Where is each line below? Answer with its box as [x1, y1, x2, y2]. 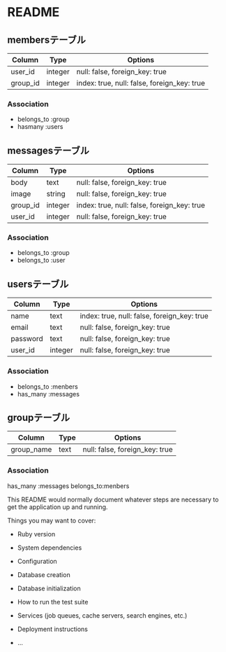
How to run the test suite [17, 597, 89, 606]
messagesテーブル [7, 144, 89, 156]
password [10, 334, 43, 344]
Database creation [17, 570, 71, 578]
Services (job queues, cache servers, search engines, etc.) [17, 611, 188, 620]
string [46, 189, 66, 199]
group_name [10, 445, 52, 455]
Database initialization [17, 584, 82, 592]
